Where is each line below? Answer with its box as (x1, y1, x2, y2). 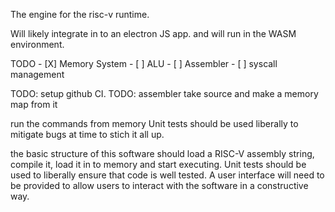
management (10, 69, 65, 80)
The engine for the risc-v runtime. (10, 9, 150, 20)
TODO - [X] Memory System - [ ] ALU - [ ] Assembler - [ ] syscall (10, 58, 278, 69)
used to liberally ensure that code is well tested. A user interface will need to (10, 169, 325, 181)
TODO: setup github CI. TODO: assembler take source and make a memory (10, 88, 319, 99)
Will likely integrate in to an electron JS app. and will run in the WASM (10, 28, 297, 39)
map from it (10, 99, 58, 110)
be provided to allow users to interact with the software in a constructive (10, 180, 309, 191)
